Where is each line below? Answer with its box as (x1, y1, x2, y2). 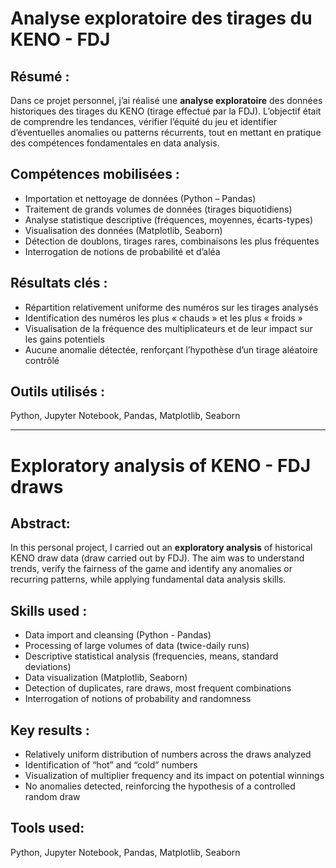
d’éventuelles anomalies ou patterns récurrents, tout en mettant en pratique (10, 127, 322, 138)
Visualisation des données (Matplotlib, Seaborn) (24, 224, 223, 236)
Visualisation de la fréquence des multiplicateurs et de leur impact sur (24, 322, 313, 334)
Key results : (10, 722, 90, 739)
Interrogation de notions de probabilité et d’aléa (24, 245, 221, 257)
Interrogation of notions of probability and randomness (24, 693, 252, 705)
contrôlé (24, 354, 60, 366)
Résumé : (10, 68, 70, 85)
